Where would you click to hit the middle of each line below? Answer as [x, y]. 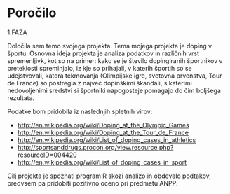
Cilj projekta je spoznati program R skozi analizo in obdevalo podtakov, [109, 176]
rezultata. [21, 98]
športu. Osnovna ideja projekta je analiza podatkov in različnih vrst [103, 53]
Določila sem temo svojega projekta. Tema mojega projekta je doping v [110, 46]
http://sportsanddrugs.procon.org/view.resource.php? [95, 147]
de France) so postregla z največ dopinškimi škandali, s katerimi [100, 83]
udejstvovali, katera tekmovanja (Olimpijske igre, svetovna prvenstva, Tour [115, 76]
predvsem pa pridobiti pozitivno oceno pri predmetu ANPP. [93, 183]
